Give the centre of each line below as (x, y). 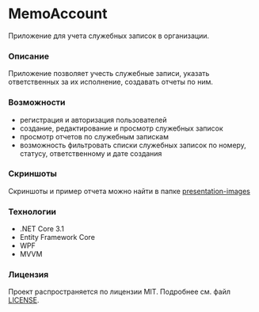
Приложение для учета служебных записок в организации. (109, 36)
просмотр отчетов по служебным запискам (94, 136)
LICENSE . (24, 300)
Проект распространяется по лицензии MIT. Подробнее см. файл (120, 292)
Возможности (37, 102)
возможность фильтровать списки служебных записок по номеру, (133, 145)
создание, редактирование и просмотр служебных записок (121, 128)
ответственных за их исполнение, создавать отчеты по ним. (111, 82)
